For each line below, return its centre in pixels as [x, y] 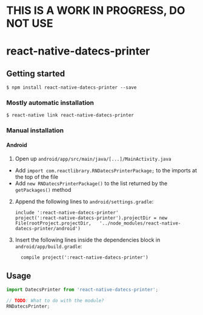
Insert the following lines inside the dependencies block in [88, 240]
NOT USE [30, 23]
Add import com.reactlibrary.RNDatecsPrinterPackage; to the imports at [106, 170]
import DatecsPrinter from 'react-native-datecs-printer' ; [82, 290]
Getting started [36, 73]
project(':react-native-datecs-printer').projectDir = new [91, 218]
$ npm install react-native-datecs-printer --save [72, 88]
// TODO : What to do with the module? [55, 301]
